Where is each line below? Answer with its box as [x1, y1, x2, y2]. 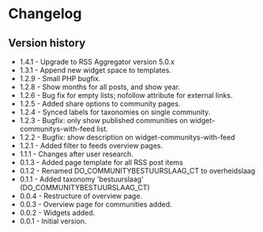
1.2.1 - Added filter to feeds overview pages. [19, 141, 163, 150]
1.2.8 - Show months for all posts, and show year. [19, 82, 180, 92]
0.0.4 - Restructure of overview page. [19, 191, 143, 200]
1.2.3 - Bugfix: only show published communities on [19, 116, 188, 125]
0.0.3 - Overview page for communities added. [19, 200, 172, 209]
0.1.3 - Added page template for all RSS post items [19, 158, 183, 167]
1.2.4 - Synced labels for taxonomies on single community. [19, 107, 211, 117]
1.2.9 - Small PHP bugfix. [19, 74, 101, 83]
